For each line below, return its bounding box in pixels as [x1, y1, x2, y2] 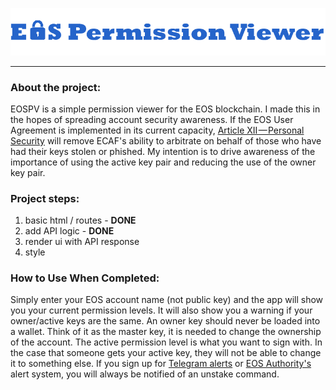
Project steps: [10, 191, 80, 205]
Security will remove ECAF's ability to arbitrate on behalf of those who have [10, 134, 322, 147]
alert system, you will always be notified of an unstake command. [10, 368, 280, 380]
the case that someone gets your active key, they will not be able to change [10, 347, 322, 359]
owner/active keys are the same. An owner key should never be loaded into [10, 315, 321, 327]
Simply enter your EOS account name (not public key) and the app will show [10, 294, 324, 306]
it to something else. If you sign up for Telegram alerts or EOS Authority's [10, 358, 312, 370]
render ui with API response [24, 236, 140, 248]
